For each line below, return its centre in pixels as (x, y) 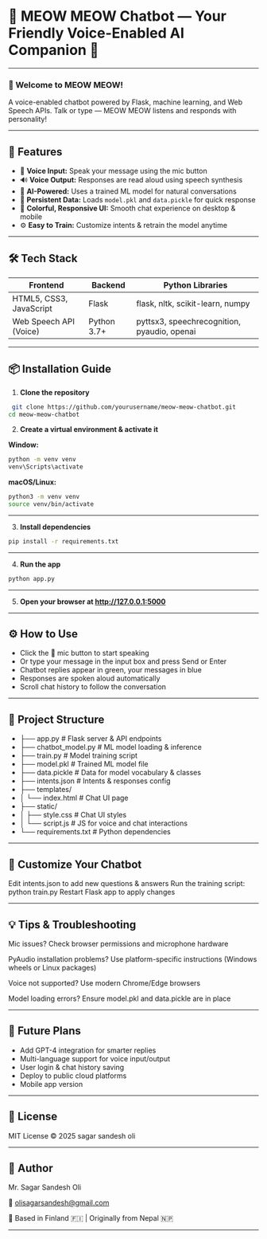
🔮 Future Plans (45, 1031)
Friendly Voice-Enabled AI (96, 33)
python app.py (32, 578)
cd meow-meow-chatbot (44, 414)
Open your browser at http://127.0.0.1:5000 (93, 602)
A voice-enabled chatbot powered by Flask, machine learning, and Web (126, 102)
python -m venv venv (43, 460)
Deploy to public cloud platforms (73, 1076)
